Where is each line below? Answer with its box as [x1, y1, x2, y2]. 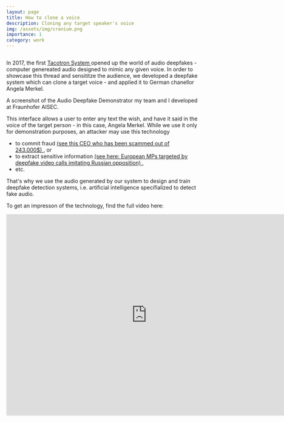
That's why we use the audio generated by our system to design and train [6, 178, 191, 184]
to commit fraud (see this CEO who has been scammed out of [15, 140, 170, 147]
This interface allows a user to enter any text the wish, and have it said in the [6, 115, 198, 122]
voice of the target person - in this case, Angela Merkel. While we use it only [6, 122, 197, 128]
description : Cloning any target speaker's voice [6, 20, 135, 26]
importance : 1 [6, 32, 42, 38]
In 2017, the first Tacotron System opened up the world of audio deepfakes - [6, 59, 197, 66]
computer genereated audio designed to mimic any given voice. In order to [6, 66, 193, 73]
